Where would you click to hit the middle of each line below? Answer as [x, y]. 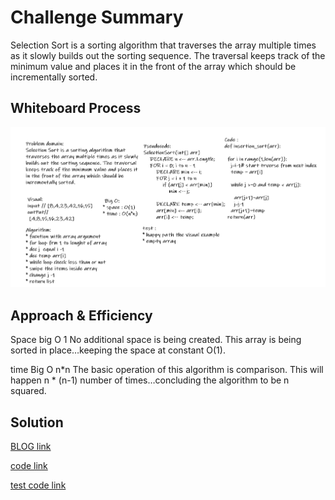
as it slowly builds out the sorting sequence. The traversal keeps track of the [168, 55]
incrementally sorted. [54, 77]
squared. [28, 391]
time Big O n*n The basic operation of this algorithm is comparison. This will [167, 370]
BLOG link [31, 447]
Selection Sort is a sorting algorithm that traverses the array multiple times [163, 45]
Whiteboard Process [76, 108]
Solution [37, 422]
